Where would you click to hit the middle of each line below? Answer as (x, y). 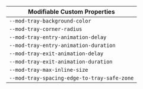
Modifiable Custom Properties (71, 12)
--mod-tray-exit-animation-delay (56, 54)
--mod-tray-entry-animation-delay (58, 37)
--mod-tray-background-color (50, 21)
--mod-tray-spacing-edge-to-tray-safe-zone (71, 78)
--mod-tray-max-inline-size (49, 70)
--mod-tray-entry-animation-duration (62, 45)
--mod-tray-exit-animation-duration (61, 62)
